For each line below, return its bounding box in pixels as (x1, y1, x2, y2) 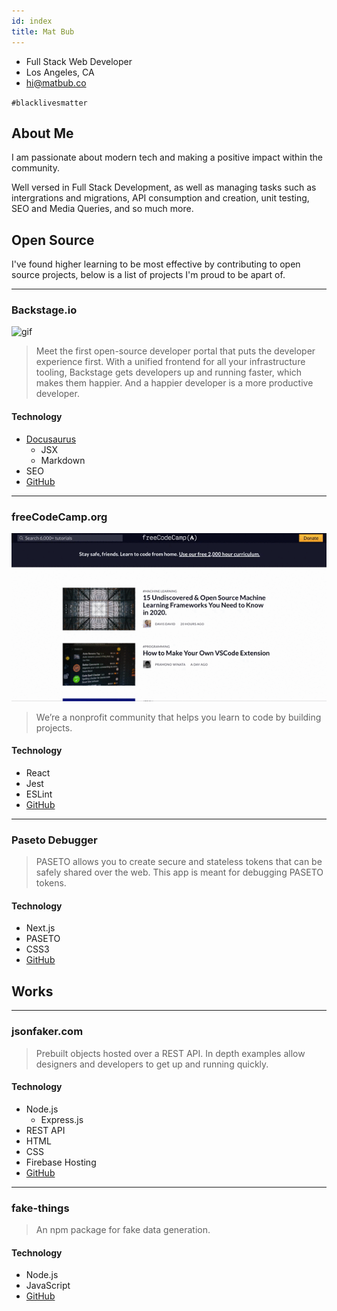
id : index (11, 16, 53, 26)
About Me (11, 125, 74, 142)
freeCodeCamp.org (11, 510, 108, 524)
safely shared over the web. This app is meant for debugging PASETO (35, 866, 324, 879)
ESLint (25, 788, 53, 800)
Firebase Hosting (25, 1156, 97, 1168)
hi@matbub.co (25, 76, 87, 89)
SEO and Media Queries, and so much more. (11, 203, 194, 215)
